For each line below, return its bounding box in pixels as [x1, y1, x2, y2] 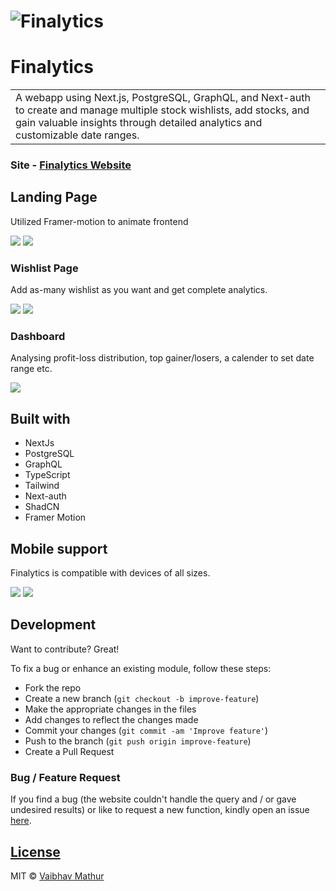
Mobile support [10, 540, 108, 557]
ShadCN [24, 501, 60, 513]
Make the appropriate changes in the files [24, 703, 197, 715]
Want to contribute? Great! [10, 643, 120, 655]
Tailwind [24, 480, 60, 492]
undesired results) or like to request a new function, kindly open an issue [10, 804, 310, 816]
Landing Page [10, 189, 98, 206]
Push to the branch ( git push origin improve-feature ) [24, 735, 252, 747]
